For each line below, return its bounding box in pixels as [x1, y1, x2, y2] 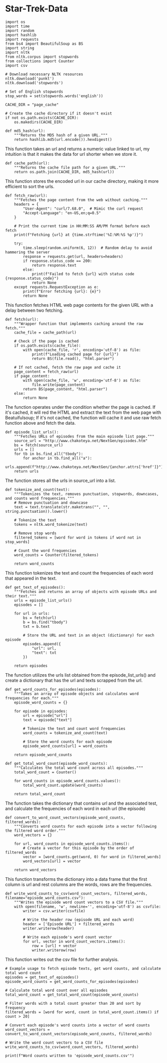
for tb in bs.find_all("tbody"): [14, 451, 83, 456]
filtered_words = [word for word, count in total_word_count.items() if [5, 1009, 159, 1015]
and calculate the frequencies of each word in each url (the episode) [5, 805, 146, 812]
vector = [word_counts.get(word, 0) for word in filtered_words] [23, 854, 162, 859]
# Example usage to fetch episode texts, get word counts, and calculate [5, 966, 162, 971]
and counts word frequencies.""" [5, 496, 75, 501]
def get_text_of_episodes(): [5, 585, 66, 590]
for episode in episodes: [14, 709, 68, 713]
